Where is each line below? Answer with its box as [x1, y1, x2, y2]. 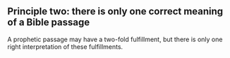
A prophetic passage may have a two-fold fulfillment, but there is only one [7, 35, 223, 43]
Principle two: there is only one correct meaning [7, 6, 224, 17]
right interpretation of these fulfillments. [7, 42, 123, 51]
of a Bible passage [7, 17, 90, 29]
